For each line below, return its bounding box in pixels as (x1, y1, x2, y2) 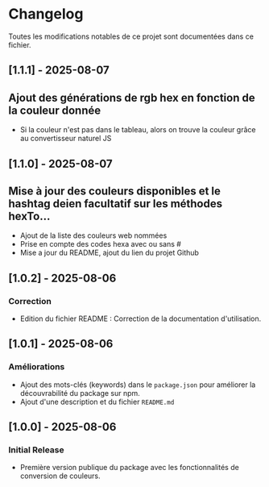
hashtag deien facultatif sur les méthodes (8, 197, 223, 210)
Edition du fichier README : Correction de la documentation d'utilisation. (19, 314, 262, 323)
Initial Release (8, 444, 64, 456)
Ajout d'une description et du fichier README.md (19, 397, 175, 406)
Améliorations (8, 361, 65, 373)
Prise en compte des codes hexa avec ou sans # (19, 239, 181, 249)
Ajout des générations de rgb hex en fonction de (8, 90, 255, 105)
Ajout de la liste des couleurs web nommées (19, 231, 168, 240)
